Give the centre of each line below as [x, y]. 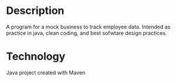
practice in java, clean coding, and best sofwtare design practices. [87, 33]
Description [35, 11]
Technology [36, 57]
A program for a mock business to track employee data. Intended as [88, 27]
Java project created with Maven [46, 72]
